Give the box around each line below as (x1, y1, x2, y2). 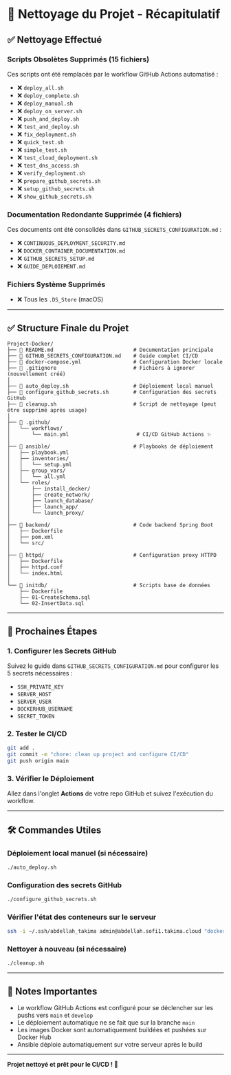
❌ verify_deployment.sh (16, 168, 86, 177)
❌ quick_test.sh (16, 137, 64, 146)
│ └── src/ (7, 540, 45, 547)
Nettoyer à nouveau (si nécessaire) (7, 945, 127, 954)
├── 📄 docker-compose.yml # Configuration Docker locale (7, 359, 223, 366)
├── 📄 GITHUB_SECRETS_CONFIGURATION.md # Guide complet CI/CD (7, 353, 198, 359)
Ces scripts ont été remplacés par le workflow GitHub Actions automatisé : (7, 70, 219, 78)
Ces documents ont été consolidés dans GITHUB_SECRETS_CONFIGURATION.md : (7, 226, 222, 234)
